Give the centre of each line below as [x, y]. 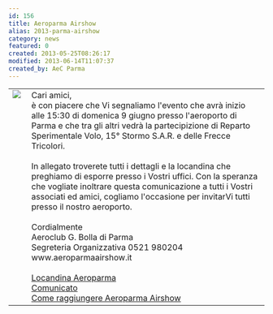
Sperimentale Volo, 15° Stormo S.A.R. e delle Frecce [131, 135]
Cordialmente [57, 226]
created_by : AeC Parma [47, 69]
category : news [34, 39]
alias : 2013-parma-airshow [54, 31]
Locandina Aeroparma [74, 277]
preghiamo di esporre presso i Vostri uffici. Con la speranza [145, 176]
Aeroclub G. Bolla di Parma [82, 237]
